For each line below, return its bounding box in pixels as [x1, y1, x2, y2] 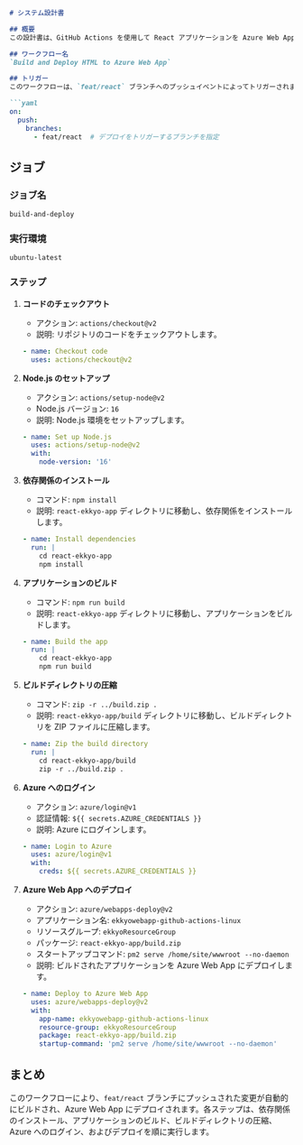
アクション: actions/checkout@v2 [35, 317, 157, 328]
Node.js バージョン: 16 [35, 402, 120, 414]
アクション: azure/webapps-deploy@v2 [35, 903, 173, 915]
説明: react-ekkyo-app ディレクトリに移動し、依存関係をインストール [35, 505, 293, 516]
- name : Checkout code [22, 346, 108, 356]
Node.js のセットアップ [22, 373, 110, 383]
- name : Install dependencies [22, 535, 137, 544]
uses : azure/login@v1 [31, 850, 113, 859]
